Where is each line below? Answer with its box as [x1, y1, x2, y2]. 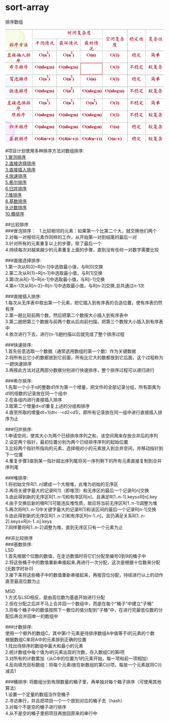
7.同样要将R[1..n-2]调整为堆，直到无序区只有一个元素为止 [5, 524, 123, 530]
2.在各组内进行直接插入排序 [5, 396, 62, 402]
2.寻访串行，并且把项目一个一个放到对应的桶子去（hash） [5, 697, 125, 703]
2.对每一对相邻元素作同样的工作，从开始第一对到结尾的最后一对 [5, 234, 137, 240]
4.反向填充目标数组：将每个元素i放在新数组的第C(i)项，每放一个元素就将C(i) [5, 662, 162, 668]
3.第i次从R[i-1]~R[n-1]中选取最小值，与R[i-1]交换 [5, 276, 105, 282]
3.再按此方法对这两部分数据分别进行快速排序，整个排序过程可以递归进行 [5, 367, 155, 373]
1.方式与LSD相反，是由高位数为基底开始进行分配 [5, 594, 105, 600]
